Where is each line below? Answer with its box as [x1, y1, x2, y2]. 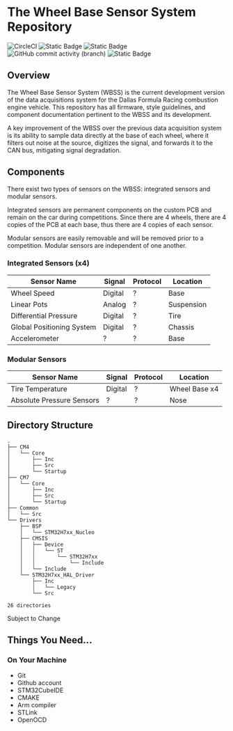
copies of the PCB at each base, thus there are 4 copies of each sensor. [7, 220, 214, 228]
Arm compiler [17, 700, 57, 709]
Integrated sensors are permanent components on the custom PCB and [7, 205, 212, 214]
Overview [7, 70, 51, 81]
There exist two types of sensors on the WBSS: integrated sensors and [7, 184, 211, 193]
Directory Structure [7, 419, 94, 431]
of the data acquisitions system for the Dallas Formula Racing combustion [7, 95, 218, 104]
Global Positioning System [10, 322, 97, 331]
